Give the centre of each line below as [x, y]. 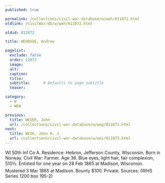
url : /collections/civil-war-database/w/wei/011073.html [70, 138]
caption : [19, 74]
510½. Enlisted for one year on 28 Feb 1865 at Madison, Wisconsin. [74, 163]
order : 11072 [23, 60]
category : [15, 97]
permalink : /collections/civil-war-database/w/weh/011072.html [72, 19]
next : [11, 129]
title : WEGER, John [30, 120]
